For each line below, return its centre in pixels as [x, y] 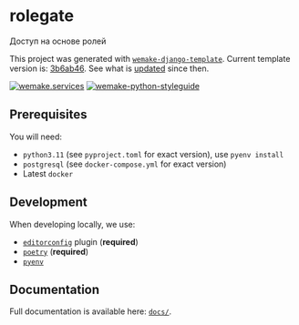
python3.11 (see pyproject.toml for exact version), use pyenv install [153, 154]
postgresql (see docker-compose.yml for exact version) [124, 164]
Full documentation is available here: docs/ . [91, 311]
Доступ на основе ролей [58, 41]
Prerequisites [48, 115]
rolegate [42, 16]
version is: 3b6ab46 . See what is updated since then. [109, 68]
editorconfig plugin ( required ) [80, 241]
